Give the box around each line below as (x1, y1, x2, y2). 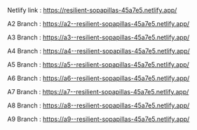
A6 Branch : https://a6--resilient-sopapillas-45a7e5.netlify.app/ (7, 74, 190, 82)
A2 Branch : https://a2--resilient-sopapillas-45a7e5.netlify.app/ (7, 20, 190, 27)
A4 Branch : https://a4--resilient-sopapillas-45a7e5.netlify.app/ (7, 47, 191, 55)
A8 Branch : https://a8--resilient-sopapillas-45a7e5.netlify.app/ (7, 101, 190, 110)
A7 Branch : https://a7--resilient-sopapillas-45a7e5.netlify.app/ (7, 88, 189, 96)
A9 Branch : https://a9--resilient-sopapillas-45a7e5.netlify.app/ (7, 115, 190, 123)
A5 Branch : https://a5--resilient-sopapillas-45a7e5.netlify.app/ (7, 60, 189, 69)
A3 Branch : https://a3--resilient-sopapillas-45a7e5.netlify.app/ (7, 33, 190, 41)
